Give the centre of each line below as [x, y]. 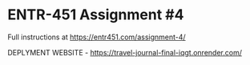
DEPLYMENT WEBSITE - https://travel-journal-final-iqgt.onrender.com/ [125, 52]
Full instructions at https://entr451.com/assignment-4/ [97, 37]
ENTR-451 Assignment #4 [96, 15]
